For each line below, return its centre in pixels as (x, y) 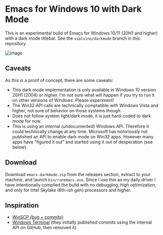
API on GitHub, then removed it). (45, 228)
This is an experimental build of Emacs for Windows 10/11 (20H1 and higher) (81, 33)
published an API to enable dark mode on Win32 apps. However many (83, 136)
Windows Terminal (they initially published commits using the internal (82, 222)
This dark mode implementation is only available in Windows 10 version (84, 90)
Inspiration (22, 205)
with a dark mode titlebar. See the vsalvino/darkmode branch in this (73, 38)
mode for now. (27, 121)
